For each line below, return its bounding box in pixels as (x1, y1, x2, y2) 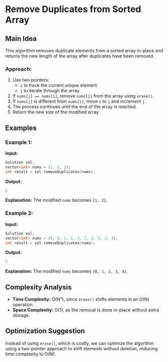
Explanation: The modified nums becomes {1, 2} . (5, 197, 108, 203)
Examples (5, 123, 37, 132)
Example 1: (5, 138, 32, 146)
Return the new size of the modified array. (12, 109, 100, 115)
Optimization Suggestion (5, 327, 86, 335)
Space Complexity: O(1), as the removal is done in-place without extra (12, 307, 159, 313)
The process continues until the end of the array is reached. (12, 104, 137, 110)
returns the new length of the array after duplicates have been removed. (5, 53, 155, 59)
